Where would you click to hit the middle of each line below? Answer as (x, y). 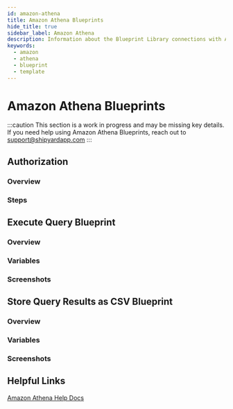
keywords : (21, 46)
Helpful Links (36, 381)
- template (29, 71)
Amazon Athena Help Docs (46, 398)
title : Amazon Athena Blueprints (55, 20)
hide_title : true (32, 26)
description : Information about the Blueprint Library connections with (114, 40)
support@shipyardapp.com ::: (50, 140)
